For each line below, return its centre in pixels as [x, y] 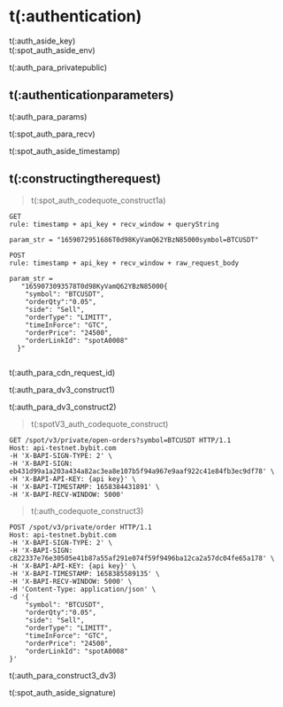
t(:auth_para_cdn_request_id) [62, 372]
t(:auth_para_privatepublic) [58, 67]
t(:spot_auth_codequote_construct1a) [98, 200]
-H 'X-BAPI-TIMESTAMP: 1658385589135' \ [85, 573]
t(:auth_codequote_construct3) [87, 510]
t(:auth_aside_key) [42, 41]
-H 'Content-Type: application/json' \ [83, 589]
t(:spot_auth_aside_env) [52, 50]
